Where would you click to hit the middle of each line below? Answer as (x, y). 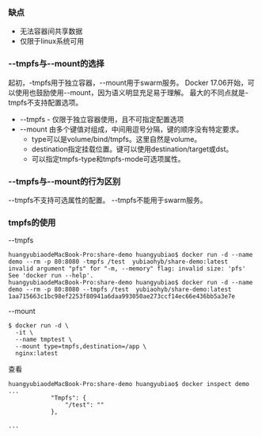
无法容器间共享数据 (51, 31)
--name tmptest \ (44, 340)
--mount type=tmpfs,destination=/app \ (81, 346)
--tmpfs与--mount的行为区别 (65, 182)
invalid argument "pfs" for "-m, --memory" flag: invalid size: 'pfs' (127, 269)
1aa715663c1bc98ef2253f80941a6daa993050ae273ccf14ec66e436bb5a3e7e (122, 296)
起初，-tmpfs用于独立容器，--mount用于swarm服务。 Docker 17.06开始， (128, 82)
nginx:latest (37, 354)
